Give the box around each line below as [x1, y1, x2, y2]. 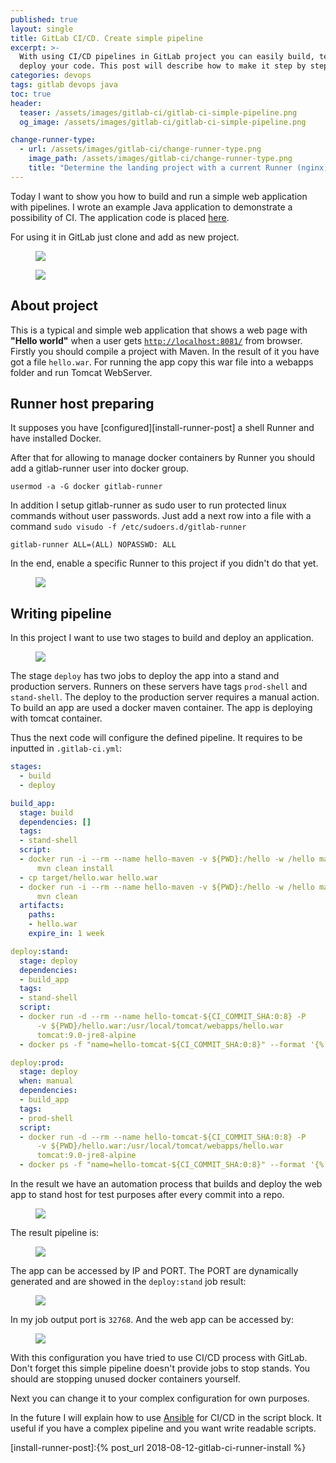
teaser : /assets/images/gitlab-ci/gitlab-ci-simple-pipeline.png [19, 107, 298, 118]
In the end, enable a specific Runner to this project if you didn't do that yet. [10, 557, 319, 570]
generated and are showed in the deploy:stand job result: [10, 1276, 247, 1288]
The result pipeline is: [10, 1227, 100, 1239]
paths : [28, 910, 56, 920]
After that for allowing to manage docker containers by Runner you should [10, 452, 316, 464]
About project [10, 297, 98, 315]
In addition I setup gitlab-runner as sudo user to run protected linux [10, 499, 287, 511]
